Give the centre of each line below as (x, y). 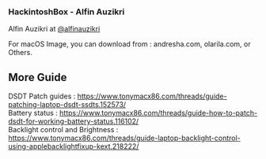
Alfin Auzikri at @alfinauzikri (54, 29)
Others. (21, 53)
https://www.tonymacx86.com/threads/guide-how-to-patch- (158, 113)
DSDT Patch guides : (42, 96)
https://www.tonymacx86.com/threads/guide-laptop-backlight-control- (125, 138)
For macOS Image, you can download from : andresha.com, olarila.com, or (129, 44)
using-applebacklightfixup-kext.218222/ (74, 146)
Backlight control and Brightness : (63, 130)
